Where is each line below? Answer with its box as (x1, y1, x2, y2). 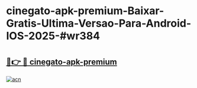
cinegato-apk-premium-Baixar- (6, 4, 164, 18)
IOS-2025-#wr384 (6, 30, 101, 43)
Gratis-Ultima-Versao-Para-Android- (6, 17, 192, 30)
